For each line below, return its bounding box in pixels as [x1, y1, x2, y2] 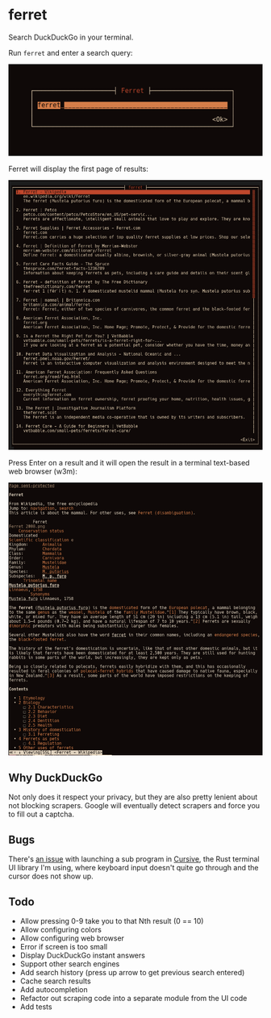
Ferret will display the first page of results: [8, 164, 149, 173]
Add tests [19, 1002, 52, 1012]
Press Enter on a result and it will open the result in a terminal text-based [8, 458, 250, 468]
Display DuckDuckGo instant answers [19, 950, 145, 961]
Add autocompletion [19, 985, 88, 995]
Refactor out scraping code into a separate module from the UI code [19, 994, 248, 1003]
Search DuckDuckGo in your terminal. [8, 32, 134, 42]
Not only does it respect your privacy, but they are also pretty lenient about [8, 792, 258, 802]
